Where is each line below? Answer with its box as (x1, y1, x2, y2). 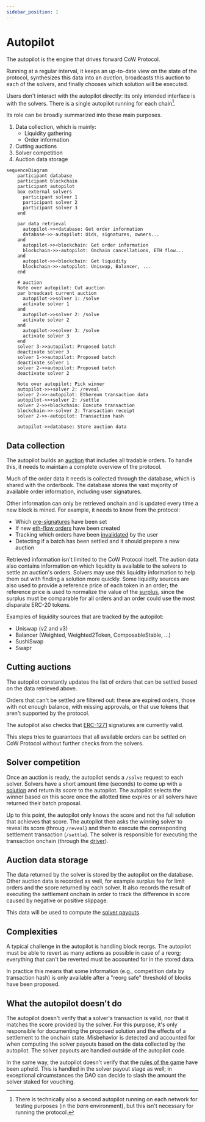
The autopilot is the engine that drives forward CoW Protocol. (6, 56, 160, 63)
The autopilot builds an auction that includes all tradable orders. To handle (6, 457, 193, 464)
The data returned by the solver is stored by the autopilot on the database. (6, 871, 193, 878)
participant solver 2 (22, 200, 78, 206)
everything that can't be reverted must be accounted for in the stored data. (6, 956, 195, 963)
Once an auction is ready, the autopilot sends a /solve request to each (6, 773, 184, 781)
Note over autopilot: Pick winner (17, 381, 105, 388)
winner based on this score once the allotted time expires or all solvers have (6, 793, 198, 800)
